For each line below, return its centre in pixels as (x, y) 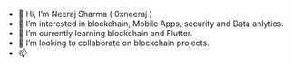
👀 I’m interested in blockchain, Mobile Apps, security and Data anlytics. (151, 24)
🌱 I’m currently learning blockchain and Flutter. (105, 33)
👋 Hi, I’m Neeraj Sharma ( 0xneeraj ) (85, 14)
